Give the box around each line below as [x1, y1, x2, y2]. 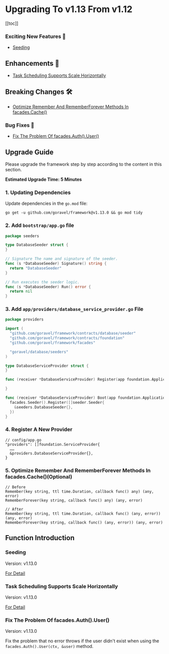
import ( [5, 326, 24, 332]
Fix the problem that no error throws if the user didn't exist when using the [5, 638, 159, 644]
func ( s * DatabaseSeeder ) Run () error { [5, 284, 92, 289]
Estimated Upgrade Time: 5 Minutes [5, 176, 82, 182]
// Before [5, 485, 26, 490]
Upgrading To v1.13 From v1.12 [5, 4, 133, 15]
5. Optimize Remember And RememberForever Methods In [5, 466, 151, 474]
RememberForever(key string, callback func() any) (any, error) [5, 498, 143, 503]
